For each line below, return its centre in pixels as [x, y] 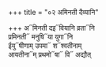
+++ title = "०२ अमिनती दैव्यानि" [53, 12]
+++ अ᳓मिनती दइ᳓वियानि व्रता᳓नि [51, 28]
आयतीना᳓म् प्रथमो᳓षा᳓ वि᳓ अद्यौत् [50, 54]
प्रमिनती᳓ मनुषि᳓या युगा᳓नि [41, 37]
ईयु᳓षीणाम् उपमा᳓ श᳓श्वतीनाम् [45, 46]
